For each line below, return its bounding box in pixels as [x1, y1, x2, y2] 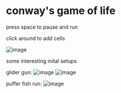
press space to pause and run [6, 23, 78, 30]
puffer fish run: [6, 80, 42, 87]
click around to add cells [6, 35, 65, 42]
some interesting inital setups [6, 57, 77, 64]
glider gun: [6, 68, 32, 75]
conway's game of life [6, 4, 116, 18]
